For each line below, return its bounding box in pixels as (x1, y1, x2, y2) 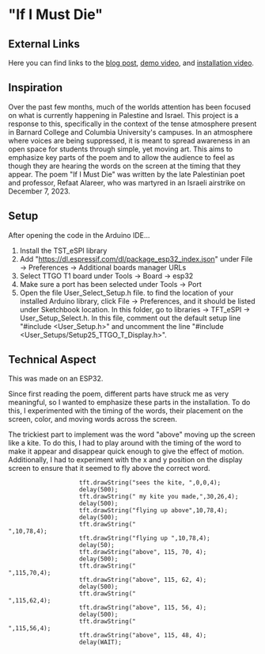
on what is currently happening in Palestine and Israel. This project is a (8, 110, 239, 120)
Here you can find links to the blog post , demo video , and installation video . (8, 58, 255, 67)
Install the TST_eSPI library (19, 246, 108, 255)
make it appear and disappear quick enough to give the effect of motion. (8, 446, 244, 457)
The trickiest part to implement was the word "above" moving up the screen (8, 430, 256, 439)
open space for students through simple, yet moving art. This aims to (8, 144, 233, 154)
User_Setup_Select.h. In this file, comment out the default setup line (19, 313, 241, 323)
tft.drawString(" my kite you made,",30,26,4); (78, 493, 239, 501)
